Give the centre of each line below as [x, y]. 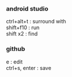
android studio [27, 9]
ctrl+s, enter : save [29, 68]
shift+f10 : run [23, 27]
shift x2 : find [22, 34]
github [16, 49]
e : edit [14, 62]
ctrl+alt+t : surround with [36, 22]
